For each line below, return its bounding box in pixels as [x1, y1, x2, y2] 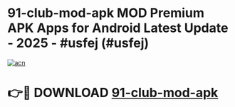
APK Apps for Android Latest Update [7, 20, 229, 36]
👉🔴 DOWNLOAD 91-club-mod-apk [7, 85, 219, 101]
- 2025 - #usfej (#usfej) [7, 35, 150, 51]
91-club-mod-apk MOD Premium [7, 5, 205, 21]
